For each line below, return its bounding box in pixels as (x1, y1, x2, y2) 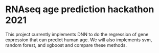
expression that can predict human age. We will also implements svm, (5, 37, 152, 43)
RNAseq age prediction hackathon (5, 4, 154, 15)
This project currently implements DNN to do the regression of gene (5, 31, 149, 37)
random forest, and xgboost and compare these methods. (5, 42, 127, 48)
